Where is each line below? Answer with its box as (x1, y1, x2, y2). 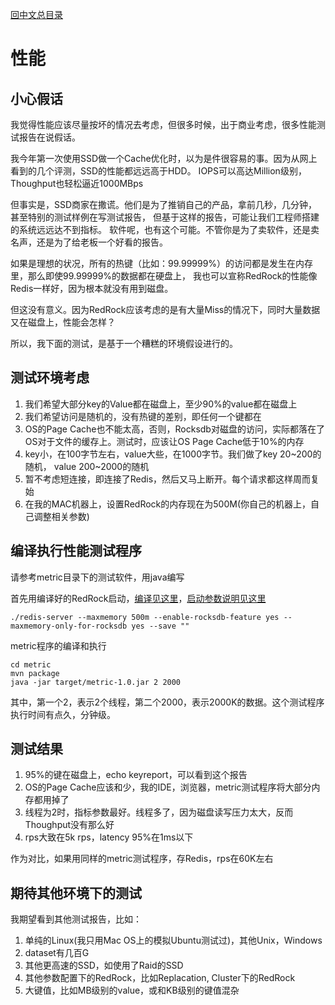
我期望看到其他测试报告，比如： (10, 913, 142, 925)
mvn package (10, 668, 60, 678)
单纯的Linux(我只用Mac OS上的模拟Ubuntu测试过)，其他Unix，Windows (24, 934, 323, 947)
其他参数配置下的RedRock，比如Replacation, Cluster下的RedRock (24, 972, 296, 984)
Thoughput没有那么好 (24, 819, 115, 831)
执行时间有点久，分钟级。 (10, 708, 116, 720)
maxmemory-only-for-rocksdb (10, 621, 128, 631)
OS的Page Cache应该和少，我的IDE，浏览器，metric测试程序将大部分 (24, 781, 312, 793)
